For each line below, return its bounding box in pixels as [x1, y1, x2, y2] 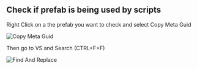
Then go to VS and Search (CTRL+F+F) [6, 44, 105, 51]
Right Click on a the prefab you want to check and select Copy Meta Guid [6, 21, 191, 28]
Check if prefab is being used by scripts [6, 5, 161, 15]
